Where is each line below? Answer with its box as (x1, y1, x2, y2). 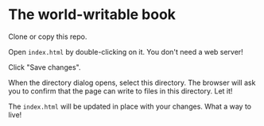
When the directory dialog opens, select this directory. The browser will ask (8, 78, 256, 87)
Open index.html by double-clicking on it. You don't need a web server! (8, 47, 244, 56)
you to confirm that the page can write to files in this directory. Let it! (8, 86, 233, 96)
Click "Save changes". (8, 62, 81, 72)
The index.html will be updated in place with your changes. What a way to (8, 101, 252, 111)
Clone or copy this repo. (8, 32, 87, 41)
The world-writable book (8, 6, 177, 24)
